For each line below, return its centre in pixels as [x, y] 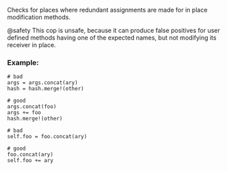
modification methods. [39, 17]
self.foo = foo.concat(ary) [47, 137]
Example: [23, 62]
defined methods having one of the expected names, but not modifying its [112, 38]
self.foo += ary [30, 161]
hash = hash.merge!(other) [46, 89]
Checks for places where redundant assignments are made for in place [107, 10]
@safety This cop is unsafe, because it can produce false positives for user [114, 30]
